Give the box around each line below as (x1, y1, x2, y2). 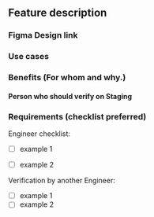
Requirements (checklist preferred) (8, 111, 147, 122)
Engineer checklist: (8, 129, 71, 138)
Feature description (8, 6, 107, 20)
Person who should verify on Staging (8, 91, 133, 101)
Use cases (8, 51, 50, 62)
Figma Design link (8, 30, 78, 41)
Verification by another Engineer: (8, 176, 116, 186)
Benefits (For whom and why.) (8, 72, 126, 83)
